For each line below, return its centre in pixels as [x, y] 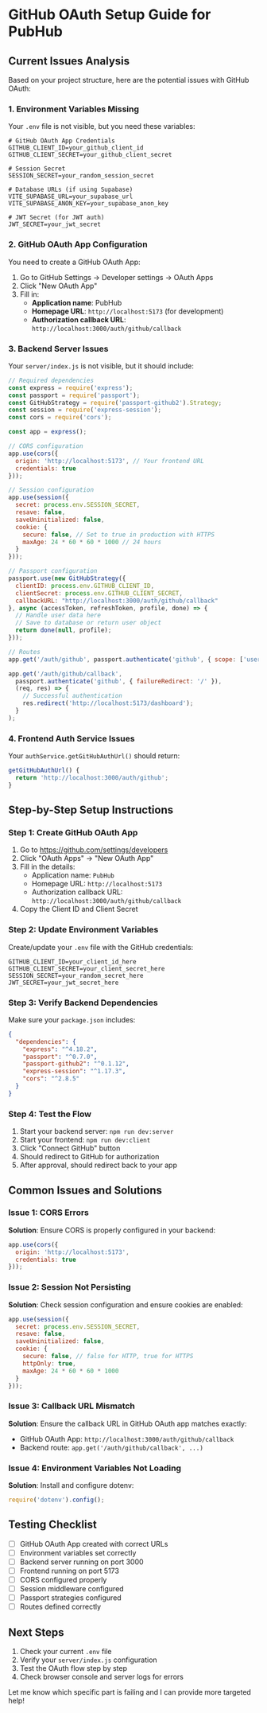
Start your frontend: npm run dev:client [85, 1140]
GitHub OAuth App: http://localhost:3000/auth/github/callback [127, 1439]
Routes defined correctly [60, 1607]
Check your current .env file [66, 1651]
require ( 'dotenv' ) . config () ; [56, 1500]
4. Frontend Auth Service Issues [72, 738]
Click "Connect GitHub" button [70, 1148]
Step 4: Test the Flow [50, 1114]
